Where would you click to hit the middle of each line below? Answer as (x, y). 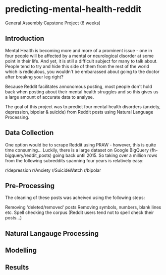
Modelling (21, 250)
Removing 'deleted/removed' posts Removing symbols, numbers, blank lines (83, 207)
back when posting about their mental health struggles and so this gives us (82, 92)
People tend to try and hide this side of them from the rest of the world (77, 66)
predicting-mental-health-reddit (73, 9)
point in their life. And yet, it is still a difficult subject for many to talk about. (81, 61)
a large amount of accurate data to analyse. (50, 97)
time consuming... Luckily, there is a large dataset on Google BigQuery (77, 150)
